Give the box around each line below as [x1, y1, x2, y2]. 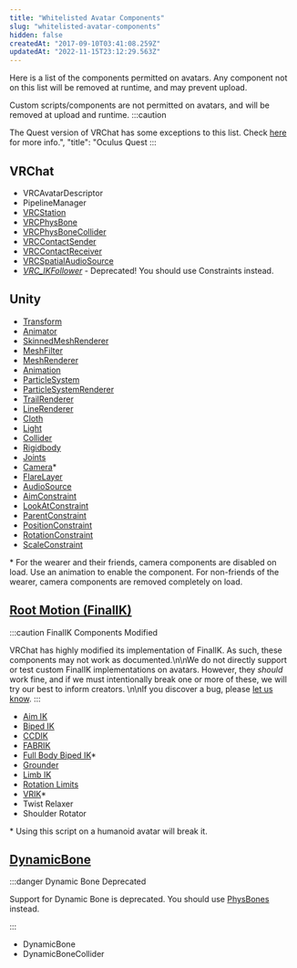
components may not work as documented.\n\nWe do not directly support [9, 654, 287, 665]
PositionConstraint [22, 520, 93, 531]
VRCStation [22, 206, 67, 217]
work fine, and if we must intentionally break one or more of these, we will [9, 673, 287, 685]
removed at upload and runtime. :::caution [9, 110, 167, 121]
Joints [22, 451, 46, 462]
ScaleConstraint [22, 539, 84, 550]
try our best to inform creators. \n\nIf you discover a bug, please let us [9, 683, 273, 694]
